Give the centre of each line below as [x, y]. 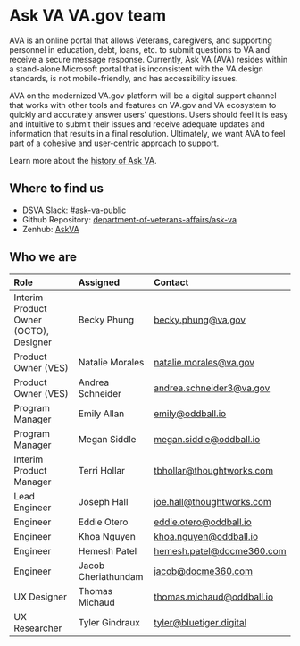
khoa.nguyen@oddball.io [206, 536]
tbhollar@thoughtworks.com [213, 470]
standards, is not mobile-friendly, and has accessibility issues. [124, 78]
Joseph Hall [103, 501]
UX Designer [40, 597]
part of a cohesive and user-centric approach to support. [114, 143]
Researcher [38, 628]
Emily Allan [101, 414]
